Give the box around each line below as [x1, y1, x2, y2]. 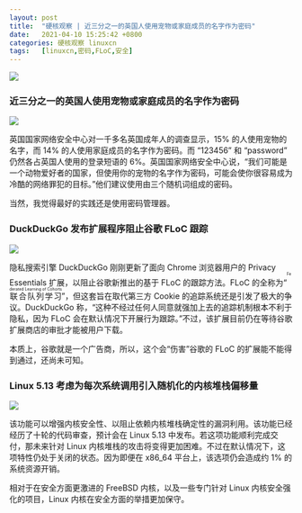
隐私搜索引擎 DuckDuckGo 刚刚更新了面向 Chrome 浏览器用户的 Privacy [9, 262, 277, 273]
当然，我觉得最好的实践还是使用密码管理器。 [9, 198, 175, 209]
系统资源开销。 [9, 463, 65, 474]
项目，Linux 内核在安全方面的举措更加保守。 [24, 494, 190, 505]
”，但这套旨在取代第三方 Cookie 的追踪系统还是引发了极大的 [61, 290, 285, 301]
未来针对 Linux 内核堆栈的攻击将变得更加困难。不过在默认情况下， [32, 441, 279, 452]
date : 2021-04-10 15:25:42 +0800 [9, 30, 143, 39]
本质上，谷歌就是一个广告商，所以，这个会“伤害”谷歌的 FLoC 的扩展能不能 [9, 343, 285, 354]
